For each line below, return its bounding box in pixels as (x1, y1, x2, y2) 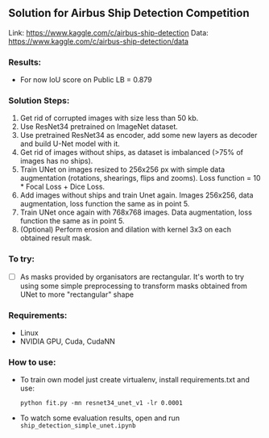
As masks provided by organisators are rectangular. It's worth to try (19, 272, 244, 282)
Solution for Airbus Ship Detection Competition (8, 6, 250, 20)
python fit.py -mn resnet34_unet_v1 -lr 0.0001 (19, 399, 183, 407)
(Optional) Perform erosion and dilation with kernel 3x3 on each (19, 225, 232, 235)
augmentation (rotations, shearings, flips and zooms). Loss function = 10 (19, 173, 261, 183)
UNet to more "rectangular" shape (19, 290, 134, 299)
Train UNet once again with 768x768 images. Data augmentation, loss (19, 207, 252, 217)
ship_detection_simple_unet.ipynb (19, 422, 136, 430)
